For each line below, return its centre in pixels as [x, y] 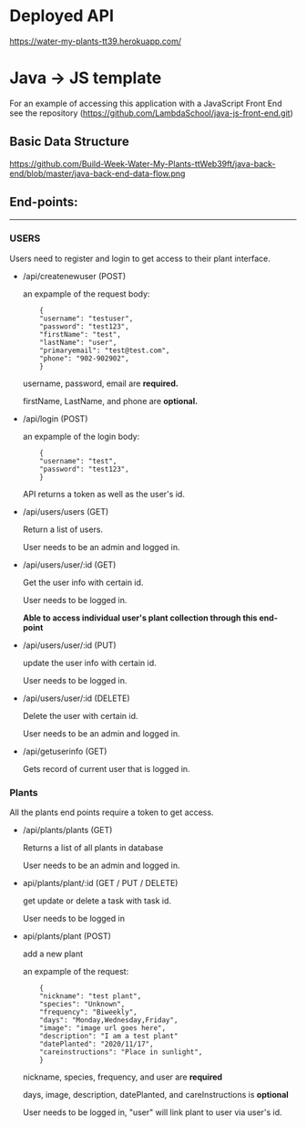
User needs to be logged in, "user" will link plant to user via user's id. [152, 1112]
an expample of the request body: [86, 294]
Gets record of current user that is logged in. [106, 768]
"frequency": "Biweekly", [89, 1012]
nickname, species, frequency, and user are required [122, 1077]
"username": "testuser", [87, 318]
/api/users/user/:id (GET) [69, 564]
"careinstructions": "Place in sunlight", [121, 1052]
